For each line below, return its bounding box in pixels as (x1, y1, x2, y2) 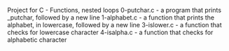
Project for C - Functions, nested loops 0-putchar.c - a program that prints (7, 6, 222, 14)
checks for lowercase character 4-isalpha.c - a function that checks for (7, 28, 214, 36)
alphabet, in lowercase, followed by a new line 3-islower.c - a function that (7, 21, 222, 29)
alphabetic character (7, 36, 67, 44)
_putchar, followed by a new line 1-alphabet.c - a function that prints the (7, 13, 215, 22)
